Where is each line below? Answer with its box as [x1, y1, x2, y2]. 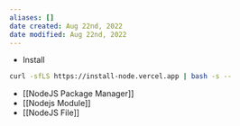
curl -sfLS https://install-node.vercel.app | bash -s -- [9, 72, 232, 81]
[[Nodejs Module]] [22, 98, 91, 109]
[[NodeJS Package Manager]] [22, 88, 134, 99]
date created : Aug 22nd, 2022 [9, 22, 124, 31]
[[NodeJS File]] [22, 107, 79, 118]
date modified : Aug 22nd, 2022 [9, 30, 127, 39]
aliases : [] [9, 13, 54, 22]
